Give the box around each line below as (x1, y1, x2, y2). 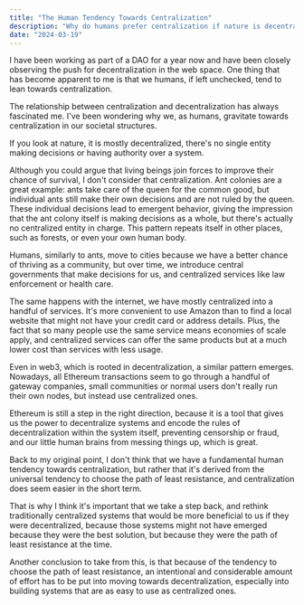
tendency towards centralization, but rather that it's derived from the (9, 464, 265, 475)
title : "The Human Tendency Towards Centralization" (9, 13, 213, 23)
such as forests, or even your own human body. (9, 232, 187, 243)
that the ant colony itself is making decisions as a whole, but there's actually (9, 213, 294, 224)
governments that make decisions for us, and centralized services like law (9, 269, 285, 280)
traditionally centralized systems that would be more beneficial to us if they (9, 510, 290, 521)
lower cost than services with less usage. (9, 345, 164, 355)
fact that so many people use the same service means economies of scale (9, 325, 287, 336)
